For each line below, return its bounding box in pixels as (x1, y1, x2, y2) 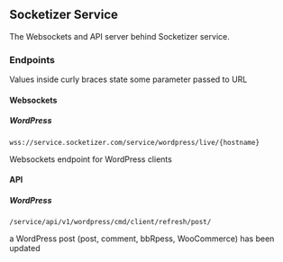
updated (9, 243, 41, 254)
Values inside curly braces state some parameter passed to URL (9, 74, 248, 85)
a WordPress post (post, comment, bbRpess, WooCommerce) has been (9, 233, 275, 244)
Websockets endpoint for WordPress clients (9, 153, 173, 165)
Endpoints (9, 53, 56, 66)
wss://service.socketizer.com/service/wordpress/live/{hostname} (9, 138, 260, 147)
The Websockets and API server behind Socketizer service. (9, 31, 230, 41)
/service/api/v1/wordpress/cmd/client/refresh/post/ (9, 218, 212, 227)
